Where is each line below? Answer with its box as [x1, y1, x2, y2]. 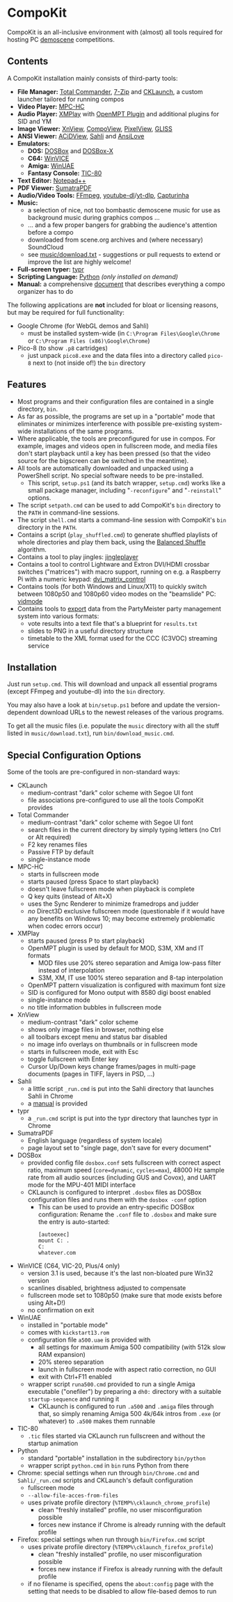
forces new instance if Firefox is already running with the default [38, 1565, 223, 1573]
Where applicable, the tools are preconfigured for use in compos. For [17, 434, 216, 443]
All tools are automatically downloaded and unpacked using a [17, 464, 193, 472]
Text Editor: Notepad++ [17, 176, 87, 184]
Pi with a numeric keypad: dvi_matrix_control [17, 574, 146, 583]
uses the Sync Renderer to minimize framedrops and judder [27, 900, 200, 908]
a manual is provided [27, 1099, 88, 1108]
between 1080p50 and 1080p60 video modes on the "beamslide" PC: [17, 590, 216, 598]
